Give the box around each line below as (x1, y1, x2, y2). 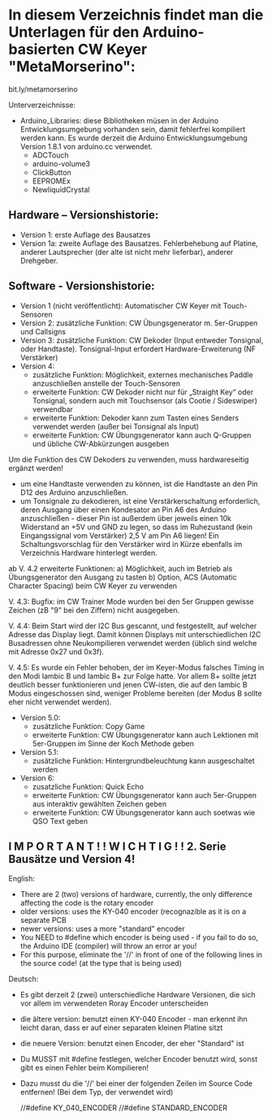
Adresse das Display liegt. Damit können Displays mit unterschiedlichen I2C (8, 629, 261, 639)
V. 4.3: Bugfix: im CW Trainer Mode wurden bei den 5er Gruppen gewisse (8, 597, 254, 606)
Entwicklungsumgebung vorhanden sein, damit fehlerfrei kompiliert (19, 124, 246, 134)
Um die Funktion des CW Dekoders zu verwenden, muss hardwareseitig (8, 454, 249, 464)
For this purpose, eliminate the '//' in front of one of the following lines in (19, 950, 262, 959)
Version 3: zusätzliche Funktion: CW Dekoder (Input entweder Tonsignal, (19, 335, 264, 345)
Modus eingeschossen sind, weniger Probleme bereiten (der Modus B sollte (8, 688, 262, 698)
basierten (8, 41, 76, 58)
